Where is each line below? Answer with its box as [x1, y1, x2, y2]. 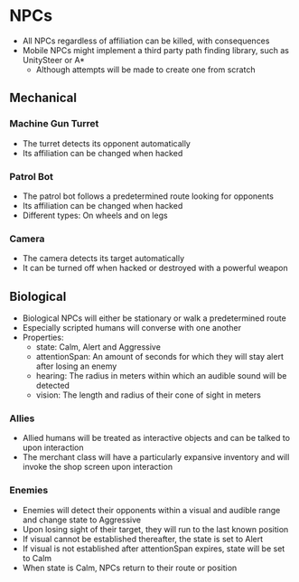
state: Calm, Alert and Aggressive [35, 342, 161, 352]
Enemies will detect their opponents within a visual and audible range [22, 504, 281, 515]
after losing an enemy [35, 361, 117, 371]
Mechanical [9, 90, 77, 106]
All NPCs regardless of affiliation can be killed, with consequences [22, 35, 270, 46]
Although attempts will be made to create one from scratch [35, 64, 256, 75]
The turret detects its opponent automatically [22, 137, 192, 149]
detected [35, 380, 70, 391]
